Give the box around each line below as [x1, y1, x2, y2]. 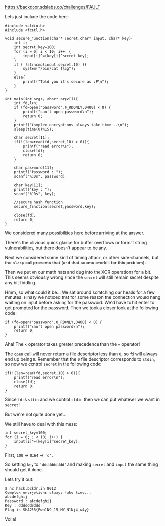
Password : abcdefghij [5, 499, 52, 504]
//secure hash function [14, 200, 63, 205]
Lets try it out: [5, 476, 33, 482]
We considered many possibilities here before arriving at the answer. [5, 230, 144, 236]
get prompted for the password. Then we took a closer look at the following [5, 305, 159, 311]
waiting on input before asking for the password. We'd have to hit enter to [5, 300, 155, 305]
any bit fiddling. [5, 280, 37, 285]
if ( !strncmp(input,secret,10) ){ [14, 62, 87, 67]
